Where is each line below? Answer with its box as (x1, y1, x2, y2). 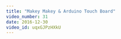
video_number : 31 (6, 14, 48, 19)
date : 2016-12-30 (6, 19, 48, 25)
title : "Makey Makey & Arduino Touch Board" (6, 8, 116, 14)
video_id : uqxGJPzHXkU (6, 24, 61, 30)
